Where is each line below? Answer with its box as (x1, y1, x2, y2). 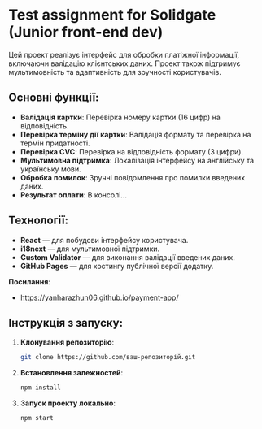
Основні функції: (8, 91, 99, 105)
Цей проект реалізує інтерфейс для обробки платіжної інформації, (8, 50, 240, 59)
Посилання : (8, 276, 51, 286)
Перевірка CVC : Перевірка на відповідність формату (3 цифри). (20, 146, 244, 156)
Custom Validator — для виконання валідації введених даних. (20, 252, 236, 262)
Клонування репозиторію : (20, 337, 115, 347)
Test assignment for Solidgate (8, 6, 216, 24)
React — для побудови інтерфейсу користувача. (20, 235, 189, 245)
